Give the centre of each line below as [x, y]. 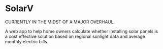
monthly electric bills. [27, 41]
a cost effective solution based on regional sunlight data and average [75, 36]
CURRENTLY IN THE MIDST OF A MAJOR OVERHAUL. [60, 22]
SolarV [19, 8]
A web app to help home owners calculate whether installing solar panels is [82, 31]
